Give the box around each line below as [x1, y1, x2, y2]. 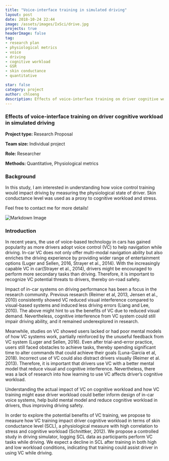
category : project [5, 87, 44, 92]
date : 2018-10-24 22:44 [5, 17, 55, 22]
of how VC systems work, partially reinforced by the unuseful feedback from [5, 334, 164, 340]
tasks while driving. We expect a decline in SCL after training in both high [5, 439, 157, 445]
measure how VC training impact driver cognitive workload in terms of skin [5, 418, 160, 424]
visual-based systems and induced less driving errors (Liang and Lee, [5, 302, 150, 308]
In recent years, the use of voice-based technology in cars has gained [5, 239, 151, 245]
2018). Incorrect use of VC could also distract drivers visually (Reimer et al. [5, 355, 160, 361]
